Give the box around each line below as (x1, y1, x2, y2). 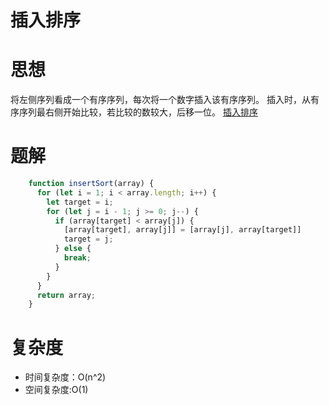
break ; (63, 253, 92, 263)
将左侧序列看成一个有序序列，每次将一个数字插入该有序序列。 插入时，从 (10, 94, 311, 106)
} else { (54, 244, 92, 254)
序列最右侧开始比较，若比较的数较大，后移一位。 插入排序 (18, 106, 258, 118)
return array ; (36, 290, 97, 300)
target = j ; (63, 234, 114, 245)
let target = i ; (46, 197, 114, 207)
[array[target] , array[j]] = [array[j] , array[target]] (63, 225, 302, 235)
